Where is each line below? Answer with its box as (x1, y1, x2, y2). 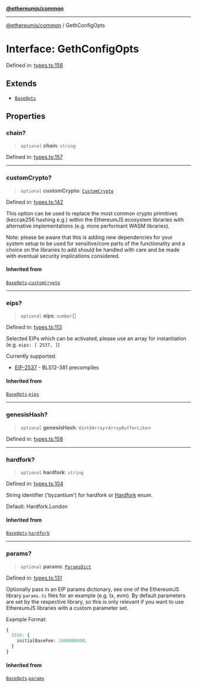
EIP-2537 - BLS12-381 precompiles (14, 364, 99, 371)
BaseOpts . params (6, 675, 45, 682)
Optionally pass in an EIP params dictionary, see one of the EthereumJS (6, 586, 179, 593)
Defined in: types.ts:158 (6, 435, 63, 442)
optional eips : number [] (20, 312, 76, 319)
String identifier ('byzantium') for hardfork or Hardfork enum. (6, 492, 153, 499)
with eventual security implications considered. (6, 252, 120, 259)
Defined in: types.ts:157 (6, 154, 63, 161)
